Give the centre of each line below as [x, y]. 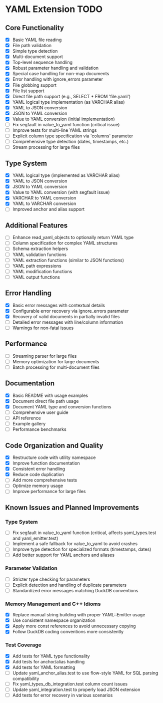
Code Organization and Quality [54, 445]
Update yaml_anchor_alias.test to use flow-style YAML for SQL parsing [85, 673]
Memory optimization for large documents [56, 361]
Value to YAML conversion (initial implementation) [63, 119]
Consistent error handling [39, 469]
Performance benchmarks [39, 429]
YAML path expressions [37, 266]
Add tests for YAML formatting [44, 667]
